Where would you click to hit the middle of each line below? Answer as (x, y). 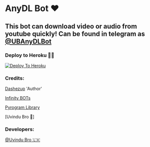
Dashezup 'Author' (23, 89)
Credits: (15, 78)
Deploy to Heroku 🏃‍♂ (30, 55)
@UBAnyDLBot (28, 41)
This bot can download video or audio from (71, 26)
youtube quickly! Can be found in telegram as (75, 34)
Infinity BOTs (18, 98)
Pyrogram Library (22, 107)
